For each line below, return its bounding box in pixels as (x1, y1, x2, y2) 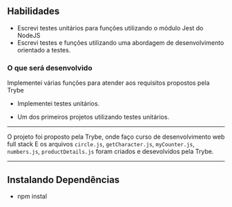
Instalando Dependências (7, 174, 120, 186)
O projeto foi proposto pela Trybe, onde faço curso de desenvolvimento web (7, 132, 225, 141)
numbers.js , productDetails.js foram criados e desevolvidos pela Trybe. (7, 148, 214, 156)
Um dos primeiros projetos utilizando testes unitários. (17, 113, 170, 121)
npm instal (17, 192, 47, 200)
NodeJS (17, 31, 41, 39)
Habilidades (7, 6, 60, 17)
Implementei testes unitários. (17, 99, 100, 108)
